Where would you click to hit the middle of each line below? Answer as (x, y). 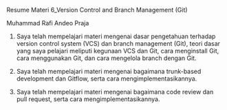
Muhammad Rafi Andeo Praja (48, 23)
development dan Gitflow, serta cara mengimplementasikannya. (107, 79)
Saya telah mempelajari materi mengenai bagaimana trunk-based (109, 71)
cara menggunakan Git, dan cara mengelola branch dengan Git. (106, 58)
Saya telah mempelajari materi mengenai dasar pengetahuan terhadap (116, 36)
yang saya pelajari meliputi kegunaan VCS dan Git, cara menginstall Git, (118, 51)
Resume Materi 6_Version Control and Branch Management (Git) (97, 10)
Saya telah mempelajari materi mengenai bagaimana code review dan (115, 92)
